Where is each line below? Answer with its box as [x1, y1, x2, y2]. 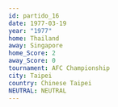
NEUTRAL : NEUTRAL [8, 86, 67, 95]
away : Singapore [8, 42, 63, 50]
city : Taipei [8, 72, 53, 80]
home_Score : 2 [8, 49, 57, 57]
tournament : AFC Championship [8, 64, 111, 72]
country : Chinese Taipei [8, 79, 92, 87]
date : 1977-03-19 [8, 19, 67, 27]
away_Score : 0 [8, 57, 57, 65]
